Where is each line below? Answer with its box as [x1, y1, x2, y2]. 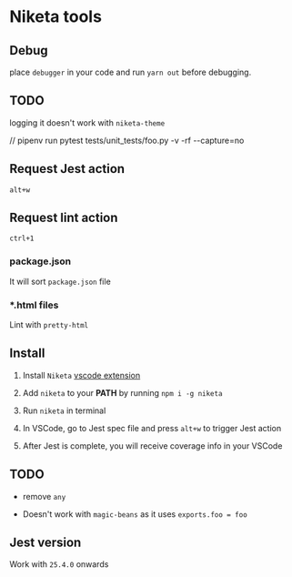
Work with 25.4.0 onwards [9, 559, 109, 570]
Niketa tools [9, 6, 103, 27]
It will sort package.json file [9, 276, 111, 287]
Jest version [9, 535, 82, 551]
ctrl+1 [9, 234, 35, 243]
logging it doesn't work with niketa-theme [9, 116, 166, 128]
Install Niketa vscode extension [22, 369, 141, 380]
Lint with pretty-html [9, 319, 89, 330]
